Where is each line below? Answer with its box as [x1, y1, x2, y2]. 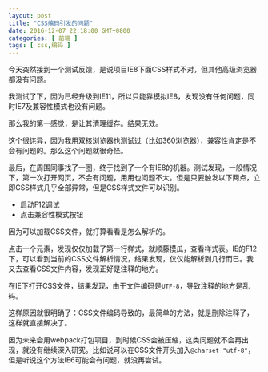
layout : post [8, 11, 52, 20]
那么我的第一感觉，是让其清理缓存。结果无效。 [8, 119, 162, 128]
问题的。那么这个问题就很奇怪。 [22, 146, 128, 156]
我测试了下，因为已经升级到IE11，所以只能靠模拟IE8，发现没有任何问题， [8, 91, 248, 101]
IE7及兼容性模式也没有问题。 [14, 102, 110, 111]
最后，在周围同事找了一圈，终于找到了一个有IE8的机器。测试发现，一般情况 [8, 163, 258, 172]
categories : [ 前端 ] [8, 34, 78, 42]
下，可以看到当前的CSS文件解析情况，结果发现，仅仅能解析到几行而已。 [8, 254, 247, 264]
